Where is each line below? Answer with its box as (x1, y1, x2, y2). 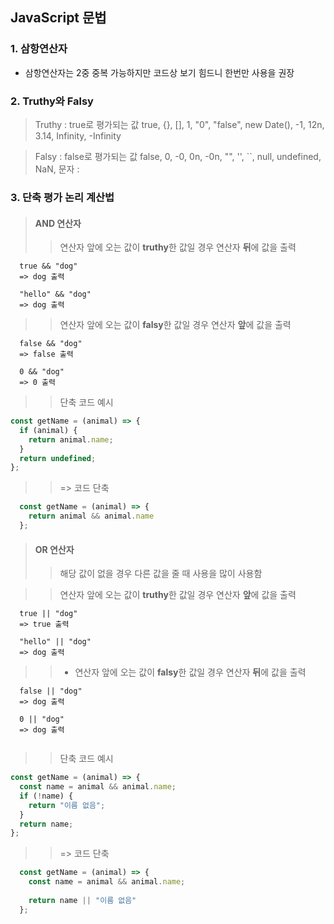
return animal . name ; (28, 434, 114, 445)
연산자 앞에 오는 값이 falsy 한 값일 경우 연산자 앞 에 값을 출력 (59, 319, 292, 331)
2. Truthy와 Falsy (10, 94, 94, 108)
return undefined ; (19, 453, 97, 463)
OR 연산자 (34, 543, 75, 555)
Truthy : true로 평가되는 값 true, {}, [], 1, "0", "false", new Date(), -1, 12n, (34, 118, 325, 130)
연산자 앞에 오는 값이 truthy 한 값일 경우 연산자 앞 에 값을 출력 (59, 589, 297, 601)
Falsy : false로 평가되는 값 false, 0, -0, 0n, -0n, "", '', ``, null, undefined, (34, 150, 322, 162)
